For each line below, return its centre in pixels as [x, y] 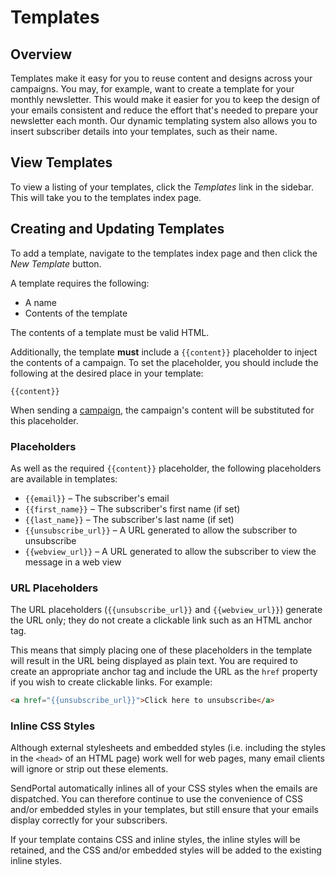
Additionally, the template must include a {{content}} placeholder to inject [164, 352]
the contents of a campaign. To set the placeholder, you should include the [164, 362]
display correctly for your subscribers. [89, 820]
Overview [41, 54]
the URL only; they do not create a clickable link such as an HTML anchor [161, 620]
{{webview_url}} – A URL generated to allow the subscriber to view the [170, 551]
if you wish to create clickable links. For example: [111, 682]
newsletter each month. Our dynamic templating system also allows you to [164, 120]
